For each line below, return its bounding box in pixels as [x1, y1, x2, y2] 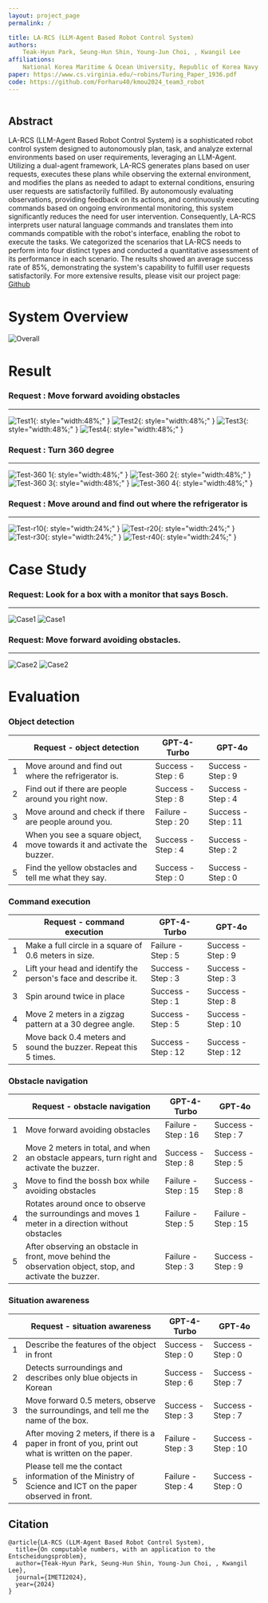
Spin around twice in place [25, 991, 125, 1002]
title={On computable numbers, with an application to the [15, 1546, 216, 1554]
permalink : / [8, 19, 52, 27]
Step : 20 [155, 816, 190, 827]
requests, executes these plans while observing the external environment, [8, 169, 251, 179]
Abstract [8, 115, 53, 128]
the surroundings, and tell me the [25, 1404, 149, 1416]
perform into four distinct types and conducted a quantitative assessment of [8, 246, 259, 255]
